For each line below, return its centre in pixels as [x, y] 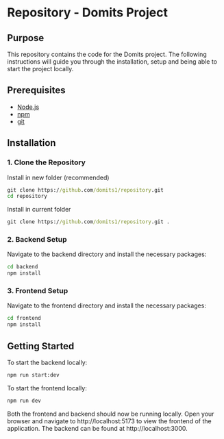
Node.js [28, 107]
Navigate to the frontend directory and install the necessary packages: [107, 305]
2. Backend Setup [37, 240]
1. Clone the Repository [46, 162]
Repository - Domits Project [87, 13]
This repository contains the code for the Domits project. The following [107, 54]
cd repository [27, 197]
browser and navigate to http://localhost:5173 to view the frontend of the [109, 421]
